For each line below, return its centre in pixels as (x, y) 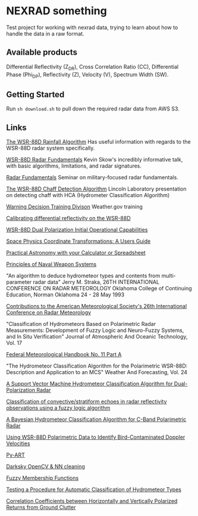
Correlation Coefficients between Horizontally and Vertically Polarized (92, 501)
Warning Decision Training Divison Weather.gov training (74, 207)
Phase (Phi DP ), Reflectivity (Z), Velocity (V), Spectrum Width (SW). (87, 75)
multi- (169, 276)
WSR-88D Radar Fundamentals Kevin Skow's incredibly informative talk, (95, 159)
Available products (42, 53)
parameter (19, 282)
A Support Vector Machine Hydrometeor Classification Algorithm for (89, 384)
